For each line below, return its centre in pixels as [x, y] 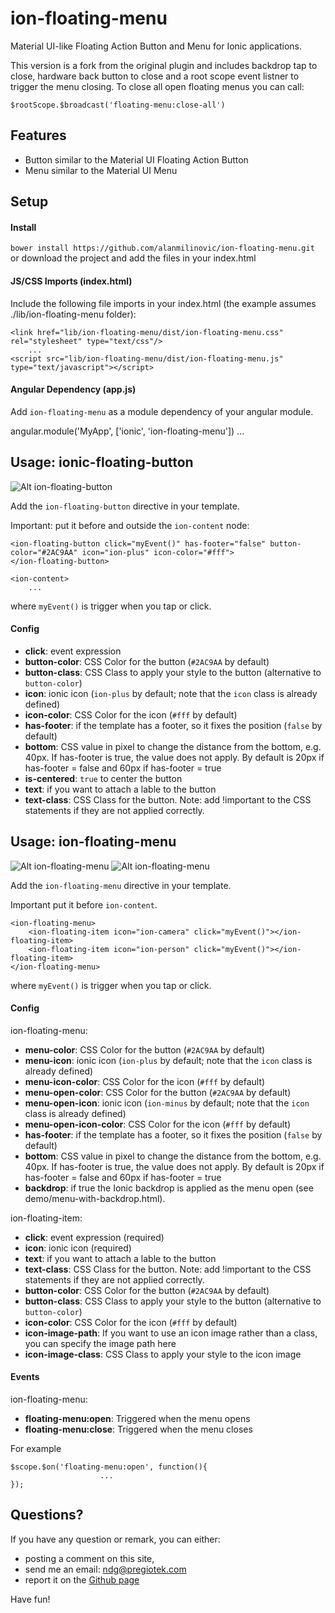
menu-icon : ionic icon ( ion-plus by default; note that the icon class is [168, 1060]
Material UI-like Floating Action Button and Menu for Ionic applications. [156, 46]
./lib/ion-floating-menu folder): [73, 314]
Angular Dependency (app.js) [73, 389]
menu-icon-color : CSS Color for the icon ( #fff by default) [145, 1081]
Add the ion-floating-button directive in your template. [125, 506]
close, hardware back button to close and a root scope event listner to [155, 76]
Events [25, 1377]
